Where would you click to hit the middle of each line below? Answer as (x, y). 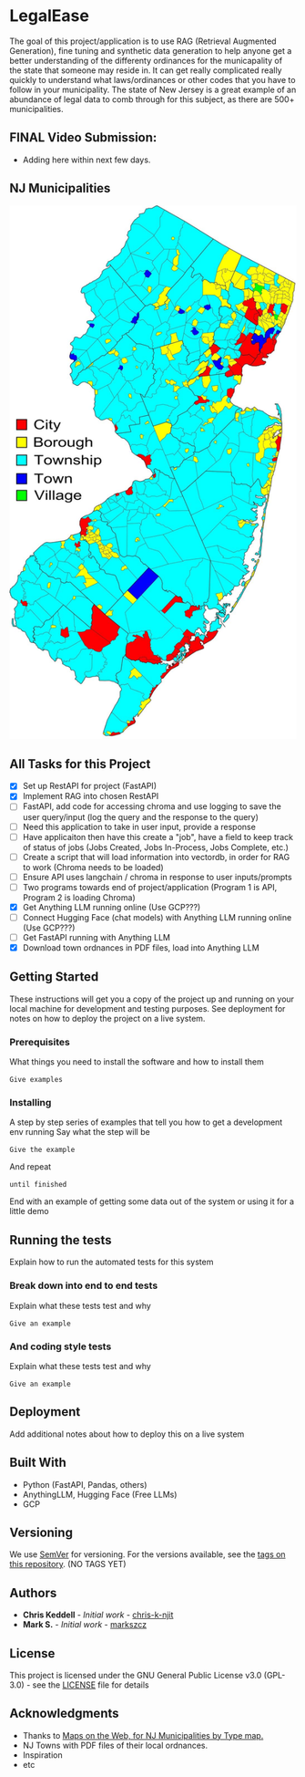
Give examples (36, 1080)
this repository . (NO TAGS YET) (68, 1564)
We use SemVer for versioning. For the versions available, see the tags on (147, 1554)
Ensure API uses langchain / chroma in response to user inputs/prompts (158, 877)
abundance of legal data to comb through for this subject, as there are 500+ (152, 99)
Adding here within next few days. (86, 160)
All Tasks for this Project (80, 764)
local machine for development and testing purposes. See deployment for (147, 1008)
